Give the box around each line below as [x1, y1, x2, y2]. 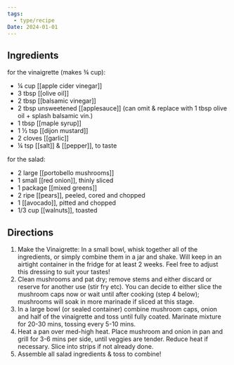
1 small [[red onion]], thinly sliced [17, 177, 114, 185]
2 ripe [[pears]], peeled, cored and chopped [17, 191, 145, 200]
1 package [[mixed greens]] [17, 184, 97, 192]
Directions [7, 226, 54, 238]
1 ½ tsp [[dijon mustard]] [17, 127, 89, 135]
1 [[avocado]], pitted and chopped [17, 198, 117, 207]
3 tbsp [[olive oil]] [17, 89, 69, 98]
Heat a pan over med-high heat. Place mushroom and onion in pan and [17, 328, 223, 335]
